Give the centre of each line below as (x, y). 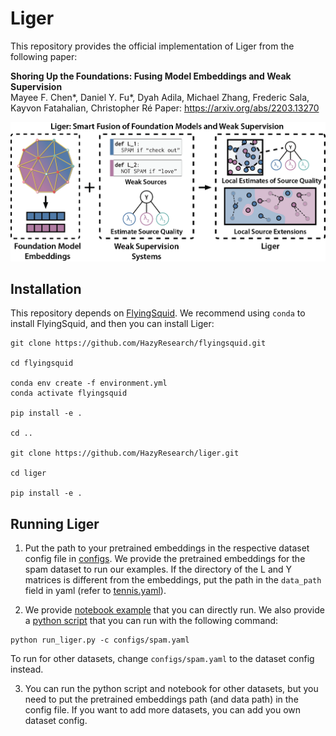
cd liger (28, 473)
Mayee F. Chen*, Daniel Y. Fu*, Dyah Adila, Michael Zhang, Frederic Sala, (160, 97)
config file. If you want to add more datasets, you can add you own (163, 710)
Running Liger (55, 523)
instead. (27, 669)
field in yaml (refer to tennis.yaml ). (95, 591)
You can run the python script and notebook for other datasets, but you (171, 689)
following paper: (44, 56)
